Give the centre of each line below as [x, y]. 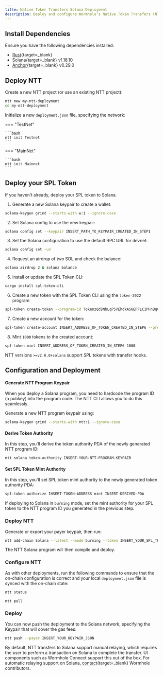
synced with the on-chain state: [37, 583]
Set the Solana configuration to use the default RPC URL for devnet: [80, 241]
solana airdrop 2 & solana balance [41, 268]
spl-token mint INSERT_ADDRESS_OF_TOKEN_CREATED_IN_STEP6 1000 [70, 346]
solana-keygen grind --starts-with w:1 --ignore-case [61, 213]
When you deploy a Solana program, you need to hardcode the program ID [80, 393]
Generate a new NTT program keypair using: [49, 413]
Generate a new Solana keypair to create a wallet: [62, 204]
